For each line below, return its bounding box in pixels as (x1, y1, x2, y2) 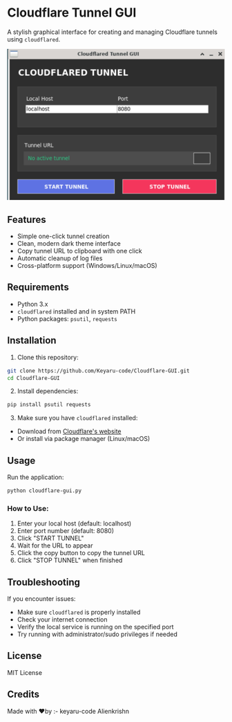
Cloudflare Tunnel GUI (7, 5, 137, 21)
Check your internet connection (17, 615, 108, 624)
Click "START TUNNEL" (17, 534, 84, 543)
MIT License (7, 668, 43, 676)
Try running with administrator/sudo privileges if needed (17, 630, 178, 638)
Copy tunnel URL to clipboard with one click (17, 247, 143, 255)
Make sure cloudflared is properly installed (17, 608, 141, 617)
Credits (7, 689, 40, 701)
